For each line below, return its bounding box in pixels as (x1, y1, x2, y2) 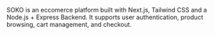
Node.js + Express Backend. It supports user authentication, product (6, 13, 204, 21)
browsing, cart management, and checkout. (6, 21, 132, 28)
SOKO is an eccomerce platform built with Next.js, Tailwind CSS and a (6, 6, 207, 14)
